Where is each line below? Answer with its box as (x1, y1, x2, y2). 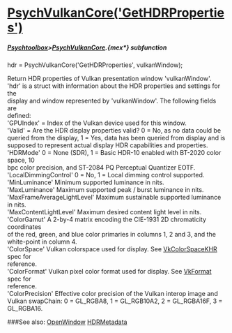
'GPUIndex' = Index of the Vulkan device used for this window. (7, 119, 187, 127)
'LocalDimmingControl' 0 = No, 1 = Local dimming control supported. (7, 171, 205, 179)
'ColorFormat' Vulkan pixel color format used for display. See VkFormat (7, 267, 212, 276)
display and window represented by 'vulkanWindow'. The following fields (7, 96, 217, 105)
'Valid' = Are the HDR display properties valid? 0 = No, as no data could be (7, 126, 222, 135)
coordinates (7, 223, 42, 231)
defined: (7, 112, 31, 120)
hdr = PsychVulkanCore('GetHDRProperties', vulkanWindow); (7, 61, 183, 69)
